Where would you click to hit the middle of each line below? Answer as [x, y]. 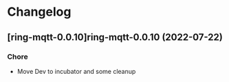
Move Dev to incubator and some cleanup [76, 71]
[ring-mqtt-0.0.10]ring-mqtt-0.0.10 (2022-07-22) [115, 37]
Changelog [39, 12]
